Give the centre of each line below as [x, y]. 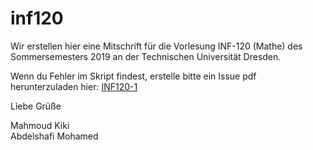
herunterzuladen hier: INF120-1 [74, 86]
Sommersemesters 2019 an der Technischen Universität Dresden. [146, 56]
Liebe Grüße [36, 106]
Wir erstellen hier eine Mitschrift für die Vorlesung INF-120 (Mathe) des [156, 46]
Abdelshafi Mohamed [54, 136]
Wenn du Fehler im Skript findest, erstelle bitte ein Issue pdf [133, 76]
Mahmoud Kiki [40, 125]
